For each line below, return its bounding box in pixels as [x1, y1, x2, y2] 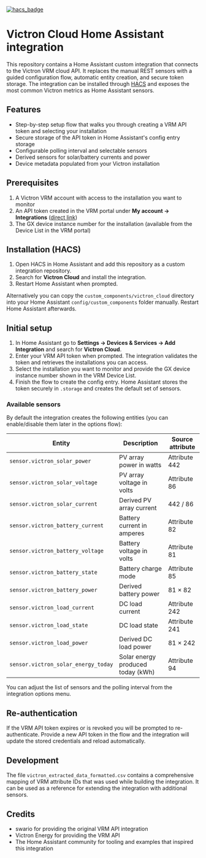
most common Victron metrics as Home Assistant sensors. [6, 87, 154, 94]
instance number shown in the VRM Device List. [15, 372, 137, 379]
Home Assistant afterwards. [6, 305, 77, 312]
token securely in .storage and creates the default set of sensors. [15, 385, 182, 392]
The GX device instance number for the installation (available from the [15, 220, 193, 227]
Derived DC [119, 635, 153, 644]
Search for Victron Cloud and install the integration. [15, 274, 147, 281]
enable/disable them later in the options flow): [6, 420, 123, 428]
